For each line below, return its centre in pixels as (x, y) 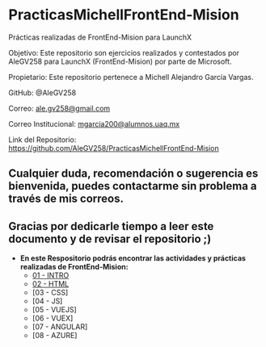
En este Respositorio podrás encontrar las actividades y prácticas (133, 258)
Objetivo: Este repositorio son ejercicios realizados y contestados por (124, 52)
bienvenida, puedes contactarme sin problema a (133, 186)
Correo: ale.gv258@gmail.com (59, 108)
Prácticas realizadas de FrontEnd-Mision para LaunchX (100, 37)
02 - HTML (51, 284)
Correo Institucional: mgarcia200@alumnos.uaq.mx (94, 123)
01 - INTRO (51, 275)
